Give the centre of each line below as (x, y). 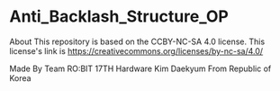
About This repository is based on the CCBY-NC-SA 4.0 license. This (137, 41)
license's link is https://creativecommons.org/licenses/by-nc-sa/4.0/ (136, 50)
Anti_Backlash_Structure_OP (119, 17)
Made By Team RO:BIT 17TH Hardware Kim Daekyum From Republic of (140, 68)
